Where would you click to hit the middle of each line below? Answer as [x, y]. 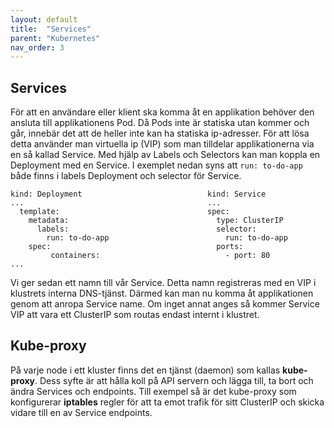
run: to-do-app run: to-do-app [167, 238]
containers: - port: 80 [160, 256]
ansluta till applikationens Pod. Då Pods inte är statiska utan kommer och [160, 123]
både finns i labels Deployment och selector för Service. [126, 176]
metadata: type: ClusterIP [156, 221]
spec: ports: [136, 247]
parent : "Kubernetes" [55, 38]
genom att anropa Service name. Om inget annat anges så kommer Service [165, 304]
